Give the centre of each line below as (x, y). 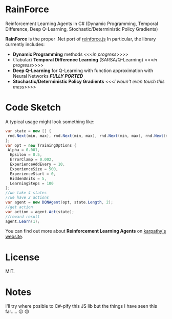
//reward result (23, 217)
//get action (19, 207)
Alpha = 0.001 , (24, 150)
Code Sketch (33, 108)
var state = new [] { (28, 131)
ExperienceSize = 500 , (34, 169)
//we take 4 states (26, 193)
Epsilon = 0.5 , (26, 155)
